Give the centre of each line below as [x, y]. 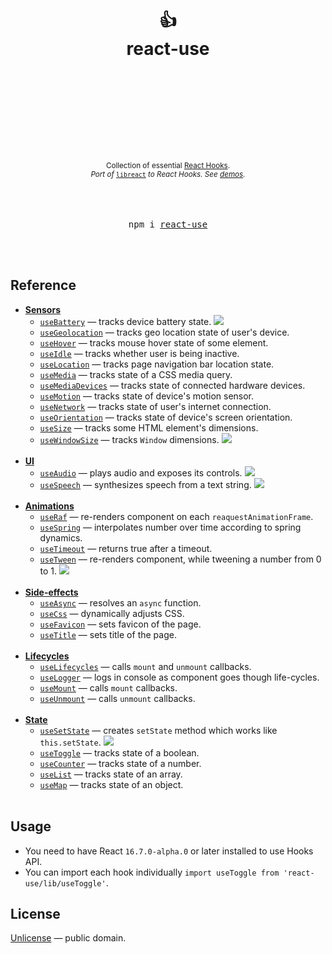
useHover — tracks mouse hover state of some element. [154, 342]
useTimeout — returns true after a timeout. [126, 548]
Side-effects [51, 592]
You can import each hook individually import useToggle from [152, 872]
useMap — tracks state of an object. [111, 784]
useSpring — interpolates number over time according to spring [170, 527]
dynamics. [61, 537]
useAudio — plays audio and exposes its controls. [141, 472]
